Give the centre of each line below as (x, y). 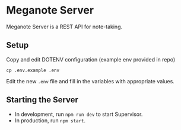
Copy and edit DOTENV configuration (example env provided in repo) (91, 59)
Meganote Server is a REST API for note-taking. (64, 27)
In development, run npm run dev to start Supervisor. (79, 114)
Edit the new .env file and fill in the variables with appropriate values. (90, 81)
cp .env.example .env (33, 70)
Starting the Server (42, 100)
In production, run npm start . (50, 120)
